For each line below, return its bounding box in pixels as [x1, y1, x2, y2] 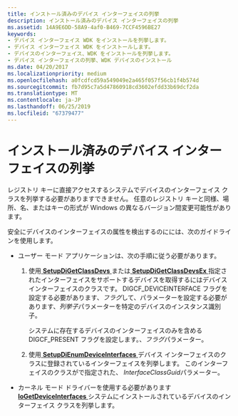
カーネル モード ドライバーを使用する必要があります [17, 383, 172, 392]
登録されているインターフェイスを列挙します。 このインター [47, 359, 222, 368]
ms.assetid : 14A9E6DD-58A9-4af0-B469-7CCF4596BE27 [7, 24, 161, 31]
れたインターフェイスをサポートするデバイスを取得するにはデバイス [28, 275, 228, 284]
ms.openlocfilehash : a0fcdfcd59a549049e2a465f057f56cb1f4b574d [7, 76, 200, 84]
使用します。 [19, 236, 57, 244]
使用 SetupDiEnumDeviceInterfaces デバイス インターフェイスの [28, 350, 221, 358]
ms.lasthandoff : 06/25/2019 [7, 103, 91, 110]
